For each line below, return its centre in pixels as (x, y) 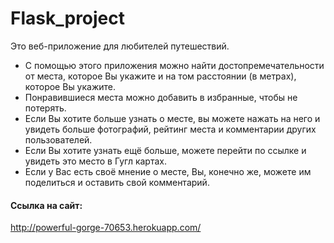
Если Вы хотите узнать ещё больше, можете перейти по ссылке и (165, 150)
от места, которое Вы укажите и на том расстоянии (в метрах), (160, 76)
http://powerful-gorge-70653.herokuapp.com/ (106, 228)
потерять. (45, 108)
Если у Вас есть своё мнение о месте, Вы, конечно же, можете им (168, 171)
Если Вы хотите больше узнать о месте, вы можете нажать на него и (172, 118)
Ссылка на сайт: (46, 205)
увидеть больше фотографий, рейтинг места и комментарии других (170, 129)
